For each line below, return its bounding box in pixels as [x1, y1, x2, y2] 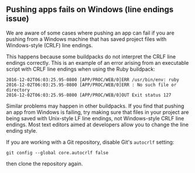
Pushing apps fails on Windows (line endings [6, 5, 174, 15]
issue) [6, 14, 29, 24]
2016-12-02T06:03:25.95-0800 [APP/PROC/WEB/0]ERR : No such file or [6, 82, 177, 88]
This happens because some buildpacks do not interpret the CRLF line [6, 53, 176, 60]
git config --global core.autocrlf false [6, 150, 109, 155]
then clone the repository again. [6, 160, 83, 167]
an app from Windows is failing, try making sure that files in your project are [6, 108, 189, 116]
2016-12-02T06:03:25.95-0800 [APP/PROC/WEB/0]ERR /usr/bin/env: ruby [6, 77, 180, 82]
